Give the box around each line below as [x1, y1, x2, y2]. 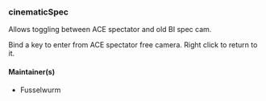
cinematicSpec [8, 6, 69, 18]
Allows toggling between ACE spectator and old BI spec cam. [8, 25, 212, 34]
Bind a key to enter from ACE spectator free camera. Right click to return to [8, 40, 258, 50]
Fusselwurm [19, 85, 61, 95]
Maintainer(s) [8, 67, 55, 76]
